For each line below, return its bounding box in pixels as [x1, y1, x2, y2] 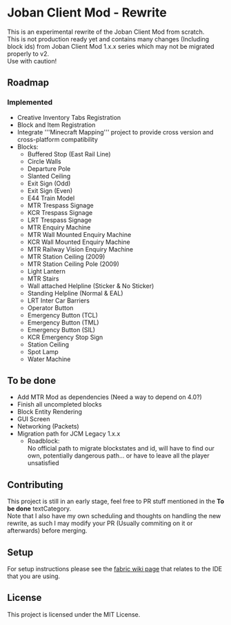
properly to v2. [7, 50, 50, 58]
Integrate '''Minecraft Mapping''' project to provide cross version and [17, 127, 214, 136]
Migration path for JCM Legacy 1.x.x [17, 429, 121, 438]
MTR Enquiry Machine [27, 223, 91, 232]
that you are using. [7, 572, 61, 580]
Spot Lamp [27, 347, 59, 356]
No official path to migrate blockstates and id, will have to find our [27, 444, 215, 453]
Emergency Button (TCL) [27, 311, 99, 319]
